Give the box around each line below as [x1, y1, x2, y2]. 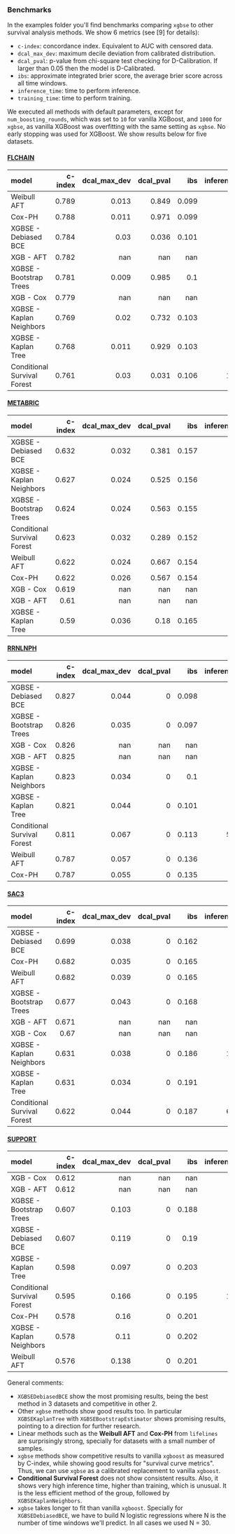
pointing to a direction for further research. [17, 1422, 141, 1430]
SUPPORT [7, 1135, 37, 1143]
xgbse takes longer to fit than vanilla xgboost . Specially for [17, 1504, 183, 1512]
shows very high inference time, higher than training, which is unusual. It [17, 1481, 227, 1490]
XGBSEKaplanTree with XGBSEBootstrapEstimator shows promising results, [17, 1414, 226, 1423]
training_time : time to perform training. [17, 94, 132, 102]
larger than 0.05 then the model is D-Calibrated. [17, 64, 156, 73]
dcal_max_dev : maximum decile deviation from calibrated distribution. [17, 49, 216, 57]
